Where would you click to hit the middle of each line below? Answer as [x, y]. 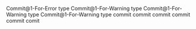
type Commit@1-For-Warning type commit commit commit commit [109, 14]
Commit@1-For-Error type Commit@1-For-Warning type [74, 8]
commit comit [23, 21]
